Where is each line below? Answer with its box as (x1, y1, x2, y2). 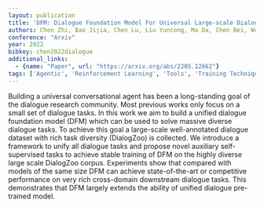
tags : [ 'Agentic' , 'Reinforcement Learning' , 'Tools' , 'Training (8, 70, 226, 78)
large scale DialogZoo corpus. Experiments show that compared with (8, 158, 232, 167)
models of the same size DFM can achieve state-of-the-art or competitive (8, 166, 247, 176)
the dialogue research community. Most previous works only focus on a (8, 100, 240, 109)
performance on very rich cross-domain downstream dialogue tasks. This (8, 174, 247, 184)
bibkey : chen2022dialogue (8, 48, 93, 56)
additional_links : (8, 56, 68, 64)
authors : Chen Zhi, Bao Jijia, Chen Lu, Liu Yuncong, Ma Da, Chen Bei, (8, 26, 247, 34)
